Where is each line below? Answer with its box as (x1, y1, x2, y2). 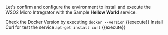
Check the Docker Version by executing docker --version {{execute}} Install (5, 19, 163, 25)
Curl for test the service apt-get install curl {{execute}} (5, 24, 126, 30)
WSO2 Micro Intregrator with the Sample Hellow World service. (5, 9, 137, 15)
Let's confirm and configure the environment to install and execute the (5, 4, 151, 10)
